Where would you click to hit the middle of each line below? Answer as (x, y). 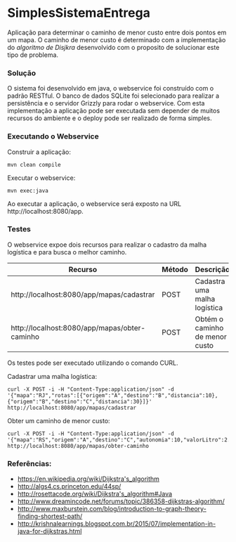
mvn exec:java (28, 191)
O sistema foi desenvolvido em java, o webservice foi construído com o (111, 89)
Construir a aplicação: (39, 152)
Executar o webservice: (41, 178)
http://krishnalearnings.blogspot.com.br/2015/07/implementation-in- (117, 524)
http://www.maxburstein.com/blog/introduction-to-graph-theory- (112, 509)
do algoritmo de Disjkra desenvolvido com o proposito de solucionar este (113, 47)
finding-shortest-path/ (50, 516)
